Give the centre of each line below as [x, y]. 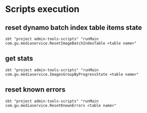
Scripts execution [42, 9]
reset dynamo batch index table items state [74, 28]
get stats [19, 58]
